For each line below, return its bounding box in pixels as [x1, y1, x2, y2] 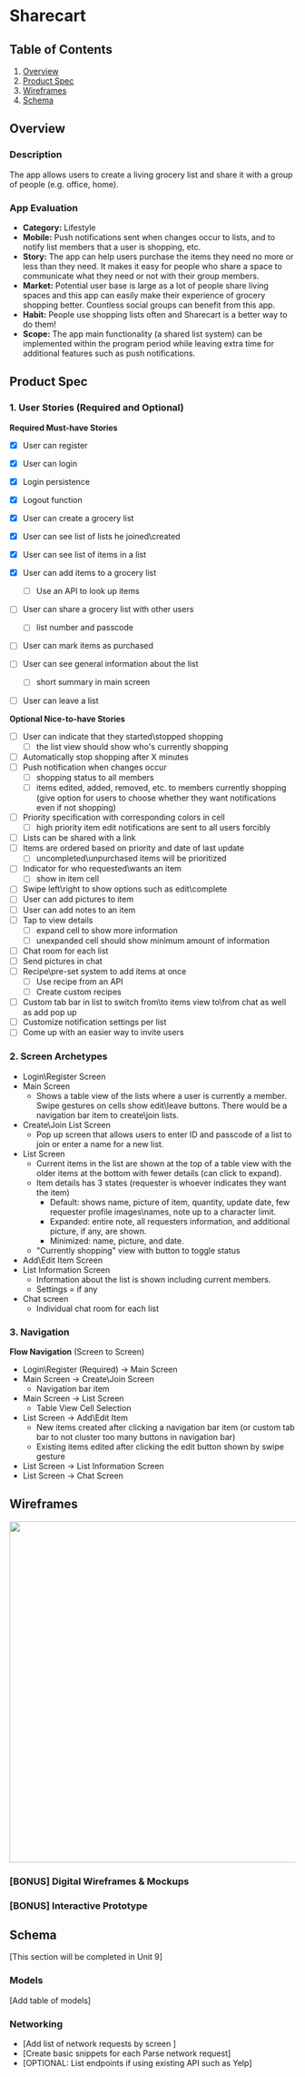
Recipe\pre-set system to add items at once [22, 965, 187, 976]
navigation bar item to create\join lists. [35, 1109, 180, 1120]
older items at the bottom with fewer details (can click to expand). [35, 1167, 282, 1178]
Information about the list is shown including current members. [35, 1274, 271, 1285]
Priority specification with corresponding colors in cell [22, 812, 225, 822]
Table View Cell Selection [35, 1402, 132, 1413]
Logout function [22, 494, 84, 505]
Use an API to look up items [35, 586, 140, 597]
